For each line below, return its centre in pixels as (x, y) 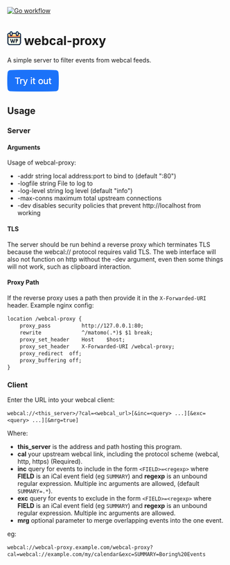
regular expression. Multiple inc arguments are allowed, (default (108, 484)
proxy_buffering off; (51, 360)
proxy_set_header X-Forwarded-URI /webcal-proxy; (97, 346)
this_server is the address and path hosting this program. (99, 447)
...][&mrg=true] (55, 421)
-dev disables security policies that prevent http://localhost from (109, 205)
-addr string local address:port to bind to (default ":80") (97, 176)
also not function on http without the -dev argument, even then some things (115, 259)
